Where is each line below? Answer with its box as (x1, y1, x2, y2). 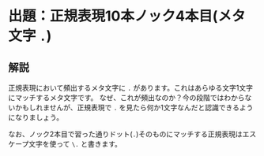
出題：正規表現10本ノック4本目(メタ (8, 7, 246, 25)
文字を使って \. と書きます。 (28, 139, 123, 148)
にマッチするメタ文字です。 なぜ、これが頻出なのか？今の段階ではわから (8, 93, 245, 102)
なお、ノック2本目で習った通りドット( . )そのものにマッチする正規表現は (8, 129, 243, 139)
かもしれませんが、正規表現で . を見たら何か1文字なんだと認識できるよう (14, 103, 254, 112)
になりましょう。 (8, 113, 64, 122)
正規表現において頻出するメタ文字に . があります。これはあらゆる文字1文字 (8, 84, 253, 92)
